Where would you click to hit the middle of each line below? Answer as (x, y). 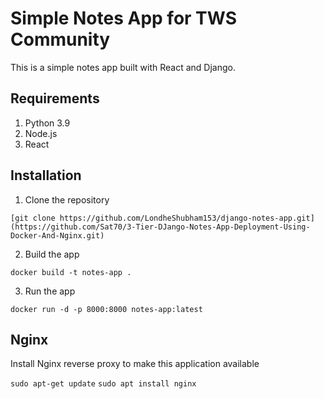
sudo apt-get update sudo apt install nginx (103, 384)
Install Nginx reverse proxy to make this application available (135, 364)
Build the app (52, 254)
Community (60, 39)
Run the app (50, 291)
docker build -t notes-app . (71, 272)
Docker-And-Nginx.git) (57, 235)
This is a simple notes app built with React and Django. (123, 67)
